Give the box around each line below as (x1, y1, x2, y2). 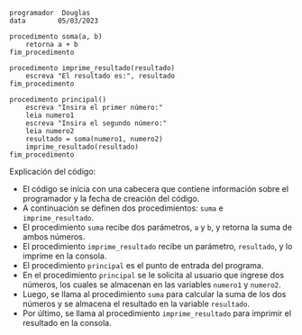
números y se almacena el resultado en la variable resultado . (22, 298, 251, 309)
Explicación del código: (9, 167, 96, 177)
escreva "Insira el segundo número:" (25, 119, 168, 128)
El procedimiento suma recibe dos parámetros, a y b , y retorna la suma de (22, 222, 293, 232)
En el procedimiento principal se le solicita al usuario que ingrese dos (22, 270, 285, 280)
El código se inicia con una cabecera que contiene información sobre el (22, 184, 289, 194)
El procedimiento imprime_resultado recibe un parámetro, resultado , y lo (22, 241, 293, 251)
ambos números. (22, 231, 86, 242)
